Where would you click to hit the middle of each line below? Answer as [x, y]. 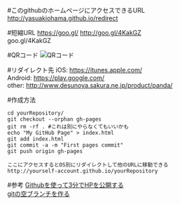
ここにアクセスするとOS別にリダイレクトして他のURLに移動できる [88, 165]
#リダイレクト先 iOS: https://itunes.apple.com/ [75, 70]
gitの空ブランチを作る [39, 194]
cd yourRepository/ [36, 113]
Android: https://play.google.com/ [56, 78]
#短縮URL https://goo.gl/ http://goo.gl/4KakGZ [74, 33]
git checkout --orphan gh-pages [54, 119]
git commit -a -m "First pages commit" [65, 145]
